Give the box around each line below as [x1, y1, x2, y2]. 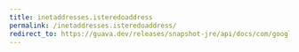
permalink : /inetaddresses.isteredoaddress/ [9, 21, 177, 30]
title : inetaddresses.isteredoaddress [9, 12, 153, 22]
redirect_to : [9, 29, 58, 38]
